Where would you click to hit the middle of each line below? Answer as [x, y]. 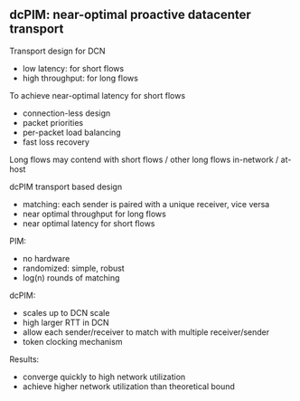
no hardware [46, 258]
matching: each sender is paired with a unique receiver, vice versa [146, 204]
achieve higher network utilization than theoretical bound [128, 386]
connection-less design [66, 113]
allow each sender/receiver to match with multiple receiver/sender [146, 332]
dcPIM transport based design [66, 186]
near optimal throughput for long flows [94, 214]
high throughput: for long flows [80, 78]
